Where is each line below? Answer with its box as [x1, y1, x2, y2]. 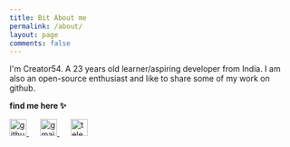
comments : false [9, 38, 71, 48]
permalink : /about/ [9, 22, 83, 31]
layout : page [9, 30, 59, 39]
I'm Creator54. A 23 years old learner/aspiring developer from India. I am [9, 64, 281, 74]
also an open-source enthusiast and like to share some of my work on [9, 73, 270, 84]
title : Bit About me [9, 13, 88, 23]
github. [9, 83, 36, 93]
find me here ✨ [9, 101, 67, 112]
